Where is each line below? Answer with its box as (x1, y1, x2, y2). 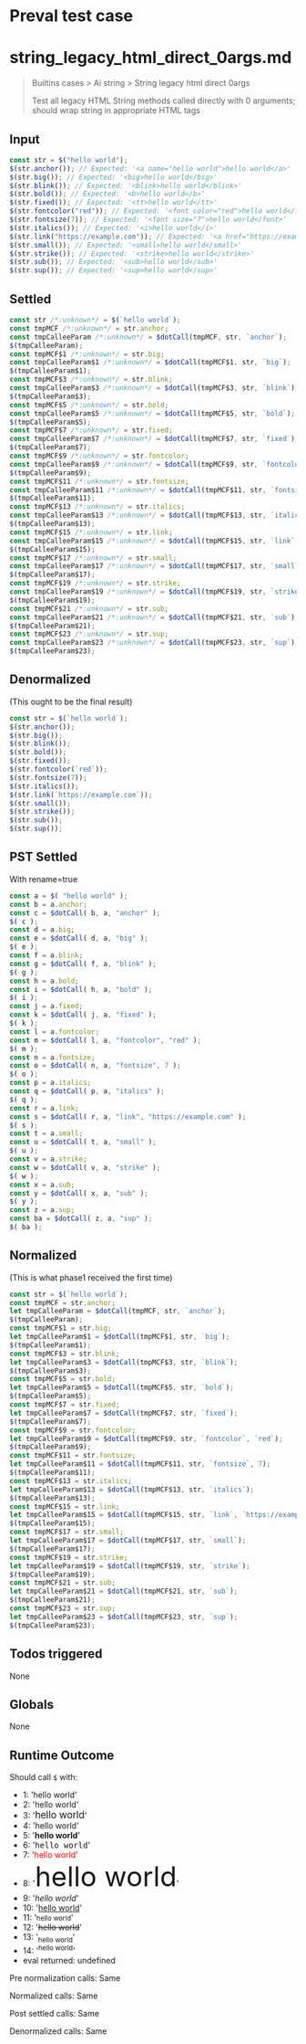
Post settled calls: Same (9, 2007, 100, 2018)
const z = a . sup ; (9, 1206, 76, 1215)
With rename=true (9, 873, 78, 884)
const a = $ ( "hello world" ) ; (9, 891, 128, 901)
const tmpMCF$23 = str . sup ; (9, 1604, 117, 1613)
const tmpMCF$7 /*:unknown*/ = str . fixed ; (9, 426, 173, 435)
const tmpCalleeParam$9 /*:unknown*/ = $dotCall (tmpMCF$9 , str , (9, 459, 259, 469)
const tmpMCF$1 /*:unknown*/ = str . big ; (9, 349, 166, 359)
